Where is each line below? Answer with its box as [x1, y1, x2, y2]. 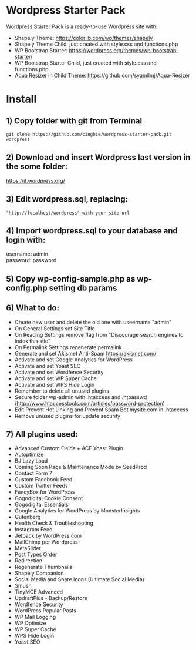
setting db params [49, 283, 117, 293]
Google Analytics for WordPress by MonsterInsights [14, 507, 140, 514]
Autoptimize [14, 451, 44, 458]
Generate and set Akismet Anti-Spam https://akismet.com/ [14, 350, 157, 357]
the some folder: [6, 162, 68, 172]
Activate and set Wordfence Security [14, 368, 104, 376]
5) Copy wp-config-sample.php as [6, 274, 136, 284]
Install [6, 92, 37, 106]
